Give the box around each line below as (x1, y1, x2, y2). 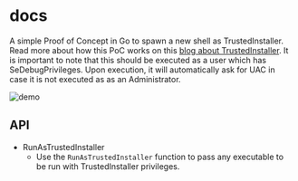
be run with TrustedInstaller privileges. (35, 160, 180, 172)
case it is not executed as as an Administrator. (9, 73, 181, 84)
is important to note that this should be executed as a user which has (9, 54, 267, 65)
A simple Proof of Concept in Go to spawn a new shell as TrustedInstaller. (9, 35, 284, 46)
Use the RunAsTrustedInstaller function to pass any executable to (35, 151, 284, 162)
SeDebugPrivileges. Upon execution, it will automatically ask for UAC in (9, 64, 275, 75)
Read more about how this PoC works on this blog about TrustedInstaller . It (9, 44, 289, 55)
